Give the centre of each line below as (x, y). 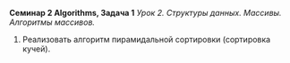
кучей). (36, 49)
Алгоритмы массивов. (52, 22)
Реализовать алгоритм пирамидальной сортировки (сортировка (146, 39)
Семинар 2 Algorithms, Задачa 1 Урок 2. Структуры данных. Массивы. (145, 13)
